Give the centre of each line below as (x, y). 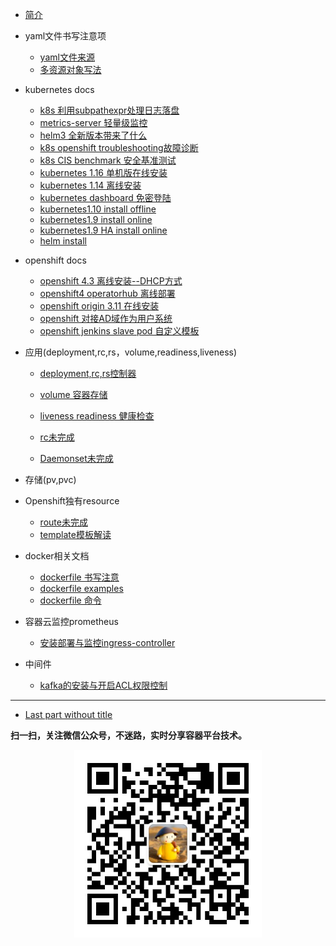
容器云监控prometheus (71, 621)
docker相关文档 (57, 556)
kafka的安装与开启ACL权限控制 (103, 685)
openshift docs (55, 260)
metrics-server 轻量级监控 (93, 122)
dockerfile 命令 (70, 600)
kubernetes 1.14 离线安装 (90, 185)
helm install (63, 241)
